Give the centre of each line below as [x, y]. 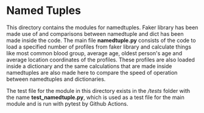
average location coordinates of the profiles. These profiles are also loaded [100, 60]
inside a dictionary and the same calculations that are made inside [89, 66]
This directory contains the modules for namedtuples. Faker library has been [102, 27]
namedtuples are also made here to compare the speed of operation [92, 72]
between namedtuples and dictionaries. [56, 79]
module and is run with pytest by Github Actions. [67, 103]
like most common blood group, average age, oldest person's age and [94, 53]
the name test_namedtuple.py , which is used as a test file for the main [95, 97]
